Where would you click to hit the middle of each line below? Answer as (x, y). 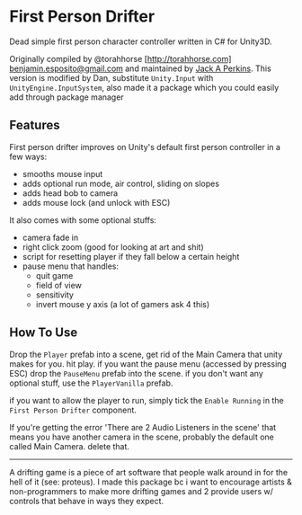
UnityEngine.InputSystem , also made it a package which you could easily (144, 87)
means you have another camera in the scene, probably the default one (142, 437)
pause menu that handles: (71, 266)
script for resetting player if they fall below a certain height (131, 256)
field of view (59, 285)
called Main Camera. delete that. (70, 446)
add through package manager (67, 97)
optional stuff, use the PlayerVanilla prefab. (91, 383)
